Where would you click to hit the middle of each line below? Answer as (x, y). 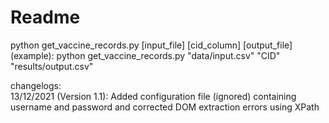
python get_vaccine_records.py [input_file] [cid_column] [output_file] (151, 45)
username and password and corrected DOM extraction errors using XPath (165, 107)
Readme (45, 17)
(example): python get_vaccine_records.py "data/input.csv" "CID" (145, 55)
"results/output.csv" (52, 66)
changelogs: (36, 85)
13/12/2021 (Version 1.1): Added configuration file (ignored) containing (153, 96)
